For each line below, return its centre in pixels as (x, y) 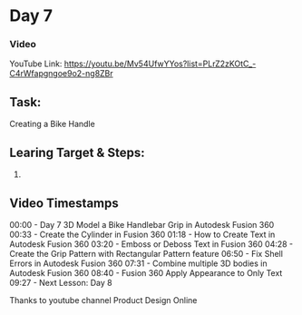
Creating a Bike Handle (52, 124)
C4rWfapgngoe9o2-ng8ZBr (61, 74)
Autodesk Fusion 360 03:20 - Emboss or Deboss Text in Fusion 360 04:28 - (151, 244)
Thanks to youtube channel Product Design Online (103, 300)
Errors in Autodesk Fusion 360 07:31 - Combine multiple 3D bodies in (138, 263)
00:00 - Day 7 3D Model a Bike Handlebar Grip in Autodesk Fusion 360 (142, 224)
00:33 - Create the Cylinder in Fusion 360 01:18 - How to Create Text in (142, 234)
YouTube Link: (36, 64)
